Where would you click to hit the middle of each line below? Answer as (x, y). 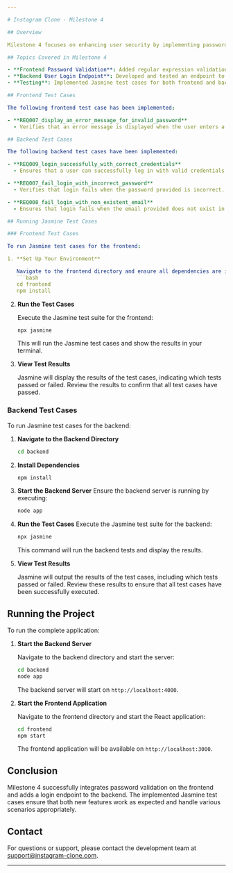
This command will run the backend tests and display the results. (110, 550)
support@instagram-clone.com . (53, 856)
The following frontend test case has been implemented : (91, 108)
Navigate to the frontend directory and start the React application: (111, 716)
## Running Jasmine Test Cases (52, 221)
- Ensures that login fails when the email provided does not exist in (119, 209)
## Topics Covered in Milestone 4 (57, 57)
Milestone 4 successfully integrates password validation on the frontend (110, 788)
